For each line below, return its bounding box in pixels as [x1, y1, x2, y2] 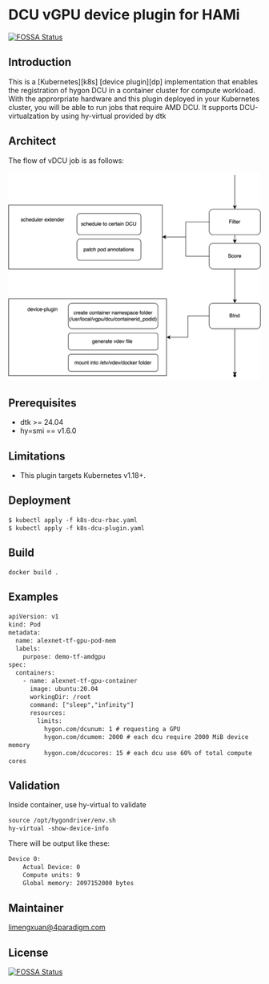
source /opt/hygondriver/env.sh [8, 817, 116, 825]
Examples [8, 590, 58, 604]
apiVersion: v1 [8, 612, 59, 620]
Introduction [8, 55, 72, 69]
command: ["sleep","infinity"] [29, 700, 134, 708]
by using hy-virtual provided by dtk [50, 111, 167, 120]
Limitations [8, 449, 66, 463]
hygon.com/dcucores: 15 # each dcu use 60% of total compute [43, 749, 252, 757]
